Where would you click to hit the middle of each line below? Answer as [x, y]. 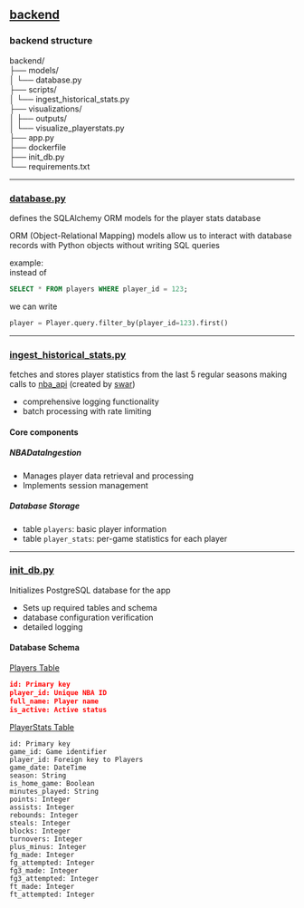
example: [26, 263]
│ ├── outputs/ [38, 118]
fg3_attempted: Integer [54, 878]
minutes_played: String [54, 791]
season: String [38, 775]
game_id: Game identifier [58, 751]
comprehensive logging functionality [91, 401]
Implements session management [85, 485]
